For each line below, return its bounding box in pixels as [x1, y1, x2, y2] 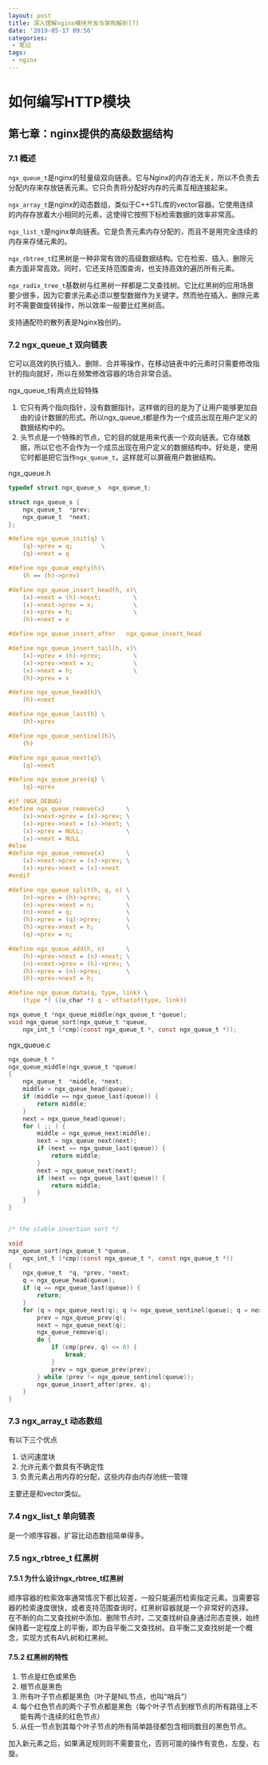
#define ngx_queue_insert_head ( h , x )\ [8, 585, 137, 594]
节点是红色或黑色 [19, 1672, 77, 1681]
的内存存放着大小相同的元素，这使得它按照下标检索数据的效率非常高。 [8, 209, 239, 219]
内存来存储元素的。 [8, 236, 72, 246]
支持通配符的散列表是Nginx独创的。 [8, 317, 126, 327]
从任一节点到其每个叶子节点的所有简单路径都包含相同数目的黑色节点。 [19, 1722, 251, 1732]
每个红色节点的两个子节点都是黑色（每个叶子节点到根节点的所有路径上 [19, 1702, 251, 1712]
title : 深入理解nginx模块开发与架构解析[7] [8, 19, 140, 27]
